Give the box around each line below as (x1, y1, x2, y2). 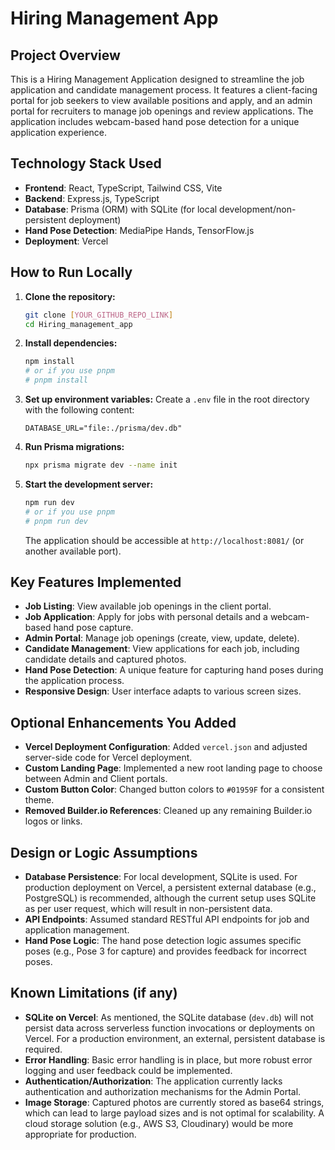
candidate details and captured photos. (24, 653, 187, 666)
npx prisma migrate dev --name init (24, 460, 178, 470)
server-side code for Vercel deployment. (24, 752, 193, 764)
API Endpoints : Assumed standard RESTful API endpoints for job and (24, 913, 310, 925)
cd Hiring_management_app (24, 319, 133, 329)
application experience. (10, 127, 108, 138)
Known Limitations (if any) (10, 985, 178, 1002)
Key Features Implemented (10, 573, 182, 591)
